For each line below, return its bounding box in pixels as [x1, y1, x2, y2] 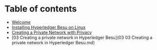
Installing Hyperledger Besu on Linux [11, 24, 86, 30]
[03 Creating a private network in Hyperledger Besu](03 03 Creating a [11, 35, 153, 40]
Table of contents [4, 3, 77, 14]
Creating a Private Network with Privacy [11, 29, 92, 35]
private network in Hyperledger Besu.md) [11, 39, 95, 45]
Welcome [11, 19, 31, 25]
